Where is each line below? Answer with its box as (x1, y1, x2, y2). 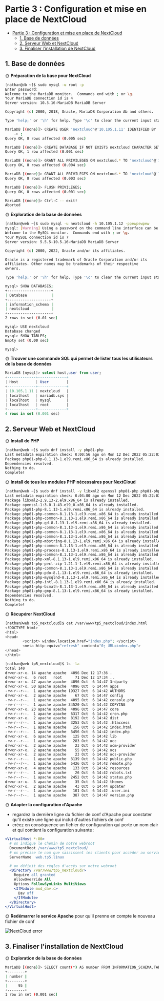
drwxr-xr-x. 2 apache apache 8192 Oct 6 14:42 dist (5, 716, 119, 721)
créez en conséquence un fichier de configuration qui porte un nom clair (12, 822, 159, 828)
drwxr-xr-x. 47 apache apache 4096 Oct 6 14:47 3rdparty (5, 679, 128, 684)
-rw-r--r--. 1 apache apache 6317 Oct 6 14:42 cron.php (5, 711, 128, 716)
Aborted (5, 203, 21, 208)
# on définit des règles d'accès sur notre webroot (9, 863, 117, 868)
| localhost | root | (5, 402, 69, 407)
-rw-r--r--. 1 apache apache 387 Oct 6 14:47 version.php (5, 793, 134, 798)
